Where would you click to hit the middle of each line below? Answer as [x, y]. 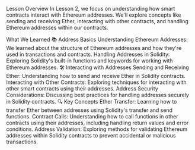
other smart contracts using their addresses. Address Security [82, 88]
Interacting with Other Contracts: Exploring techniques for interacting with [96, 82]
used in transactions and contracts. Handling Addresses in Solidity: [88, 54]
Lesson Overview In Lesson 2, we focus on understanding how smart [91, 9]
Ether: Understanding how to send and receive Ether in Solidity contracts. [96, 76]
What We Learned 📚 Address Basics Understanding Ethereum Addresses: [97, 39]
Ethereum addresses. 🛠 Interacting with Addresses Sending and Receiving [98, 67]
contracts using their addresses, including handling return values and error [97, 123]
